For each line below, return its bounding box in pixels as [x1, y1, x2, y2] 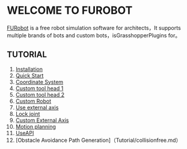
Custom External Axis [15, 117, 69, 124]
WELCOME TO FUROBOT [7, 4, 133, 17]
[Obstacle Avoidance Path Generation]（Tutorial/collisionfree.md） [15, 136, 182, 144]
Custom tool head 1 [15, 85, 64, 92]
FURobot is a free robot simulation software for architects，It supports [7, 24, 181, 31]
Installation [15, 65, 43, 73]
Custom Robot [15, 97, 52, 105]
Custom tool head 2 [15, 91, 65, 98]
